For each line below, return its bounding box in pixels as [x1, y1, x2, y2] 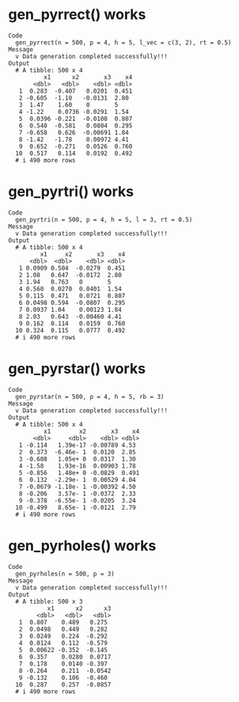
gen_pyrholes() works [8, 537, 157, 555]
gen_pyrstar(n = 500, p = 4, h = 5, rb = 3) [15, 393, 165, 400]
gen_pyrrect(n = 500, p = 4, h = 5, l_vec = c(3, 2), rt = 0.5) [15, 38, 232, 47]
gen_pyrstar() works [8, 360, 146, 378]
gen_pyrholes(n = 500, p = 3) [15, 570, 115, 578]
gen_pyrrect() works [8, 6, 146, 24]
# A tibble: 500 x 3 [15, 598, 83, 605]
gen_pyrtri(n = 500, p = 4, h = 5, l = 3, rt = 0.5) [15, 215, 193, 223]
